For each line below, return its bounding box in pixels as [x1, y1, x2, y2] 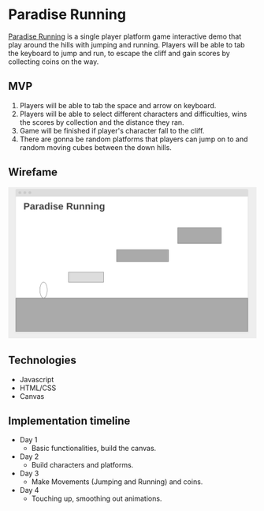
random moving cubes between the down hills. [19, 142, 172, 152]
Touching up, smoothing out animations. [31, 494, 162, 503]
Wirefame [8, 166, 58, 179]
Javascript [19, 374, 54, 384]
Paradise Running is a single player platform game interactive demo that [8, 32, 242, 41]
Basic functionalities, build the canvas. [31, 444, 157, 453]
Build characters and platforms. [31, 460, 134, 470]
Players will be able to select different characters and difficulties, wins [19, 109, 247, 118]
